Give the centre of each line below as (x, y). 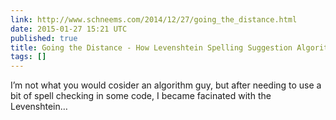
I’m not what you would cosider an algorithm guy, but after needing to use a (166, 85)
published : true (44, 38)
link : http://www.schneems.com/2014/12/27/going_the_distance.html (154, 19)
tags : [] (28, 57)
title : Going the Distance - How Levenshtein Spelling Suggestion (151, 47)
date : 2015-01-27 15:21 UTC (69, 29)
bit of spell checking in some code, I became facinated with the (141, 96)
